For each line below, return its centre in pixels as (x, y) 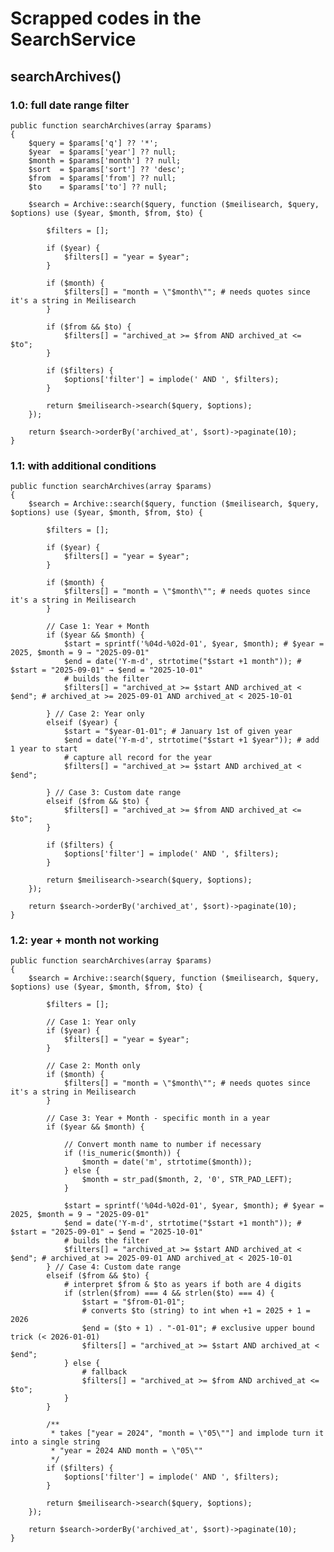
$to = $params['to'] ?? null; (98, 187)
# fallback (104, 1372)
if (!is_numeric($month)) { (122, 1153)
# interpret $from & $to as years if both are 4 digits (182, 1285)
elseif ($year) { (82, 723)
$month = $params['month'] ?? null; (105, 160)
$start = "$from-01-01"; (133, 1302)
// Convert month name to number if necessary (162, 1145)
